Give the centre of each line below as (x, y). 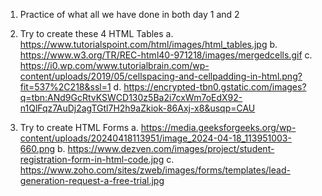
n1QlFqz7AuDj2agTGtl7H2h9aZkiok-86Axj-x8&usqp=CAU (137, 108)
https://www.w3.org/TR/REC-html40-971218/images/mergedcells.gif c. (166, 55)
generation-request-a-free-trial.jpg (92, 180)
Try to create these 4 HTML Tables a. (96, 33)
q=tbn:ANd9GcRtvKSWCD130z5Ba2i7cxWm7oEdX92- (131, 97)
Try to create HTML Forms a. (79, 127)
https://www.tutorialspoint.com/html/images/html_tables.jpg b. (148, 44)
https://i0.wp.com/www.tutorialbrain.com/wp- (114, 65)
